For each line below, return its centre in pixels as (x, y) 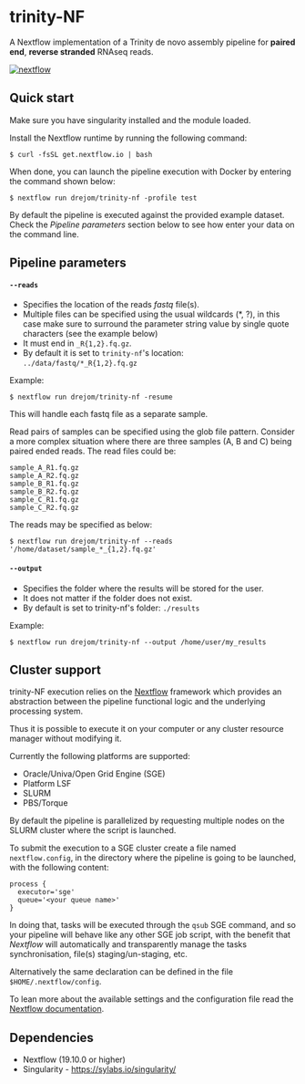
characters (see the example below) (90, 334)
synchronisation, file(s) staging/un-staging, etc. (99, 954)
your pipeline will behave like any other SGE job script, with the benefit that (150, 935)
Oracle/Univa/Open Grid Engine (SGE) (94, 774)
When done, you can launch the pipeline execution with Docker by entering (150, 172)
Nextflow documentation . (57, 1009)
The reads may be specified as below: (81, 525)
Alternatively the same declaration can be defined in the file (122, 972)
